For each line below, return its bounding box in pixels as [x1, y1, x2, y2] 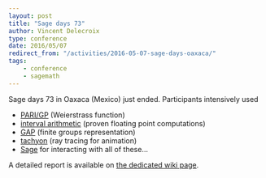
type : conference [8, 34, 68, 43]
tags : [8, 57, 27, 66]
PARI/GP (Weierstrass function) [20, 110, 125, 120]
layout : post [8, 11, 53, 20]
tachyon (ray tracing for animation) [20, 135, 137, 146]
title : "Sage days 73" [8, 19, 85, 28]
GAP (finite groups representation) [20, 127, 136, 137]
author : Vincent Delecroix [8, 27, 100, 35]
